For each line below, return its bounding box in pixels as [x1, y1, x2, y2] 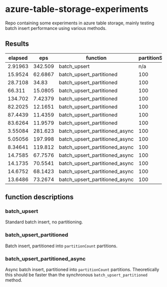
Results [5, 40, 29, 48]
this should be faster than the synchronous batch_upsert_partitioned [5, 272, 148, 278]
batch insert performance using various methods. [5, 25, 107, 31]
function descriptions [5, 193, 74, 201]
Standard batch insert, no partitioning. [5, 219, 83, 225]
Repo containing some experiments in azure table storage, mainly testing [5, 20, 155, 26]
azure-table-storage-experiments [5, 3, 149, 15]
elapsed [8, 54, 28, 61]
